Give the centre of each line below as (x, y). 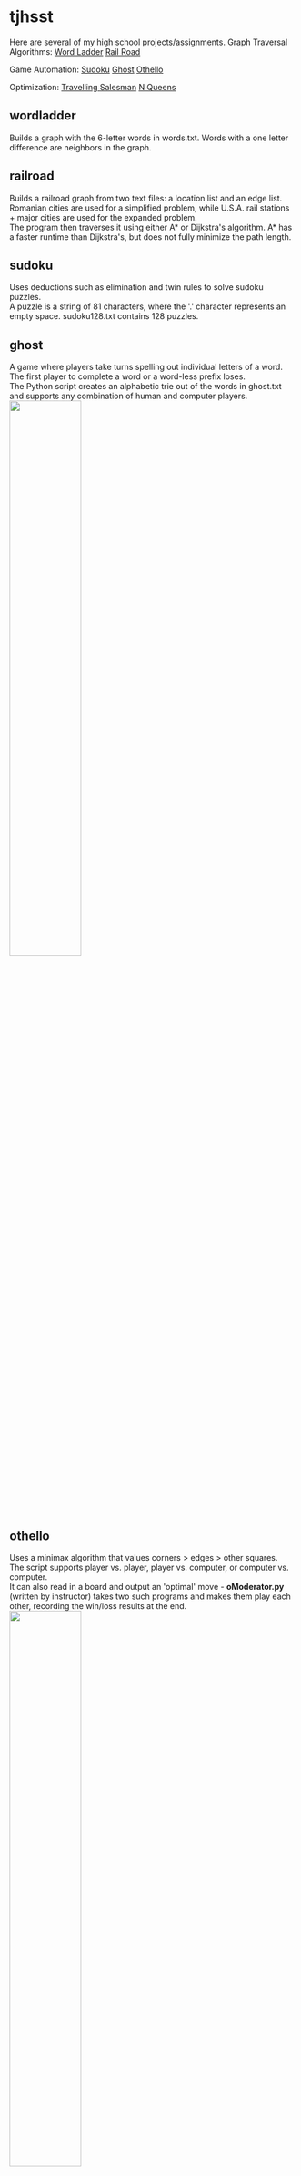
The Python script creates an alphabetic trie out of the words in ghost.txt (145, 387)
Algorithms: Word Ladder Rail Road (75, 51)
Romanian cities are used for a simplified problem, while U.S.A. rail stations (150, 208)
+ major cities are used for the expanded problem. (103, 217)
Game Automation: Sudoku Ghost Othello (86, 69)
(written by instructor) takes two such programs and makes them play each (150, 1596)
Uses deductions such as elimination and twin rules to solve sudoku (136, 287)
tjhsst (32, 17)
